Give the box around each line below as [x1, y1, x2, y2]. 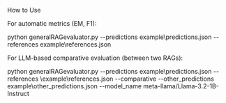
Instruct [7, 90, 30, 97]
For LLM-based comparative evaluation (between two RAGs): [7, 54, 183, 62]
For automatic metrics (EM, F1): [7, 19, 97, 27]
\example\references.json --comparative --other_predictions [40, 74, 214, 83]
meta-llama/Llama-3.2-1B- [142, 82, 220, 90]
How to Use [7, 6, 41, 14]
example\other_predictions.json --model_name [7, 82, 142, 90]
